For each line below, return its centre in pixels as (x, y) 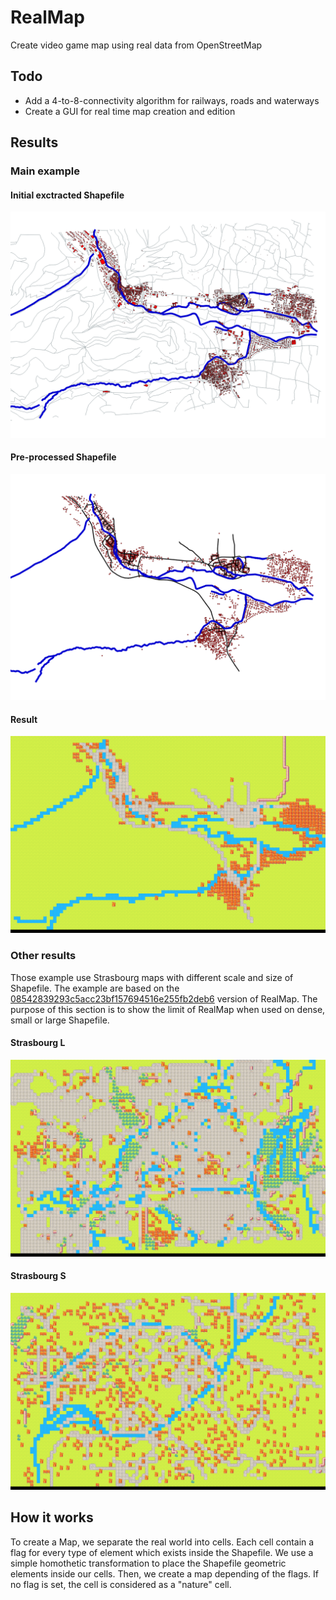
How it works (52, 1517)
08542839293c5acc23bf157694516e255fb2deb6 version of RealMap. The (164, 998)
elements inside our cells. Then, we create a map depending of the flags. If (164, 1573)
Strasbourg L (38, 1043)
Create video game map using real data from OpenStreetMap (136, 45)
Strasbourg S (38, 1276)
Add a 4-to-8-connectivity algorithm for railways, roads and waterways (172, 100)
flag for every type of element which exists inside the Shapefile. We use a (162, 1552)
